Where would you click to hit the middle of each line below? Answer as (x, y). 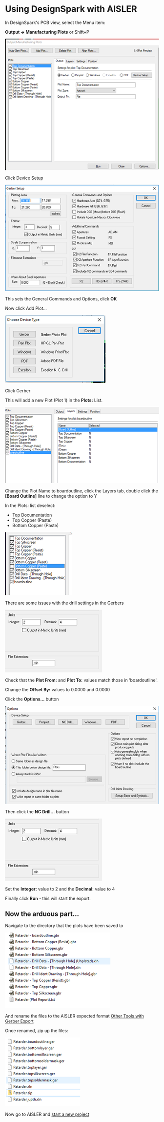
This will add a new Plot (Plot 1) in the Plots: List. (54, 400)
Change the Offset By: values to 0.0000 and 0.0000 (58, 689)
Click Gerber (18, 391)
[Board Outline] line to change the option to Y (51, 496)
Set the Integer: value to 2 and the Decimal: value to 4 (60, 889)
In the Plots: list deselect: (30, 505)
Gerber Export (20, 1021)
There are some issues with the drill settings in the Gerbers (64, 603)
